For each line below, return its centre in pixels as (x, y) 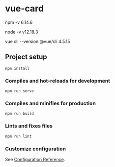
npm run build (20, 114)
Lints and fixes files (29, 126)
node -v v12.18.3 (22, 32)
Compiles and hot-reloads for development (58, 81)
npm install (17, 68)
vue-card (25, 9)
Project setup (26, 57)
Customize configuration (36, 149)
